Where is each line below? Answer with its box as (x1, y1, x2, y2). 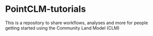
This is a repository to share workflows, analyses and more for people (5, 20, 148, 26)
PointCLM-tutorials (5, 3, 86, 15)
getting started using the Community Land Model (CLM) (5, 25, 120, 31)
